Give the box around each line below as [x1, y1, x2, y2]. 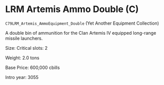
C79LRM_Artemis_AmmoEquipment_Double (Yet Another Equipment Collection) [5, 20, 159, 26]
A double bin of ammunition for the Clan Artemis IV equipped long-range [5, 30, 156, 36]
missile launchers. [5, 35, 43, 41]
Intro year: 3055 [5, 74, 39, 80]
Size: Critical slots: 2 [5, 45, 48, 51]
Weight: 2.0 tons [5, 54, 39, 61]
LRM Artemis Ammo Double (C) [5, 4, 139, 15]
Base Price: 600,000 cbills [5, 64, 60, 70]
